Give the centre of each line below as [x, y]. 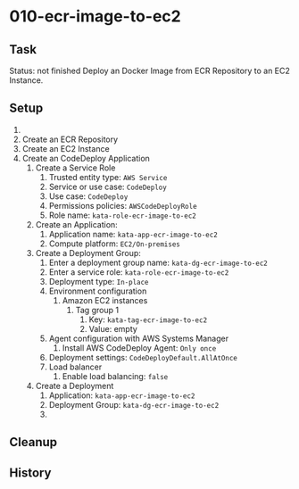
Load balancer [75, 367]
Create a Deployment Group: [88, 253]
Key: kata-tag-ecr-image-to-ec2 [148, 319]
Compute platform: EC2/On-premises [115, 244]
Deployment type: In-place [99, 281]
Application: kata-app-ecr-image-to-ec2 [122, 395]
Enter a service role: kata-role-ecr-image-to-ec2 [139, 272]
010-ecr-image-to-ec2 [95, 17]
